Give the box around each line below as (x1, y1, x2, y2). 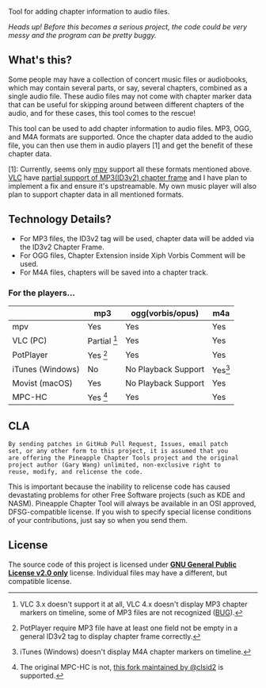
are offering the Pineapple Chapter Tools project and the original (8, 454, 239, 463)
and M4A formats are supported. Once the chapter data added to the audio (8, 132, 253, 141)
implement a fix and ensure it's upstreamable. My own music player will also (8, 181, 257, 190)
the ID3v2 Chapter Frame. (19, 242, 104, 252)
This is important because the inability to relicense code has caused (8, 482, 231, 491)
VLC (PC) (12, 335, 47, 346)
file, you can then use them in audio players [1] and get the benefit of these (8, 140, 253, 150)
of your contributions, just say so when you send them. (8, 516, 188, 525)
